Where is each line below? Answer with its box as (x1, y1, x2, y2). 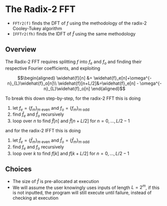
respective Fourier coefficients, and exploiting (5, 65, 101, 71)
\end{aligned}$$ (91, 85, 126, 91)
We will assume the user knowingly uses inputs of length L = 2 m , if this (12, 183, 160, 190)
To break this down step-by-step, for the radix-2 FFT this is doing (5, 95, 141, 101)
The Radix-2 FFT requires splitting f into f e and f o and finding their (5, 59, 142, 66)
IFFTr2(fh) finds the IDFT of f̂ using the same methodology (12, 31, 136, 37)
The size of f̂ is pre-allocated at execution (12, 178, 100, 184)
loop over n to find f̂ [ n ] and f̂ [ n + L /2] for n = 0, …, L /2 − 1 (12, 118, 130, 124)
